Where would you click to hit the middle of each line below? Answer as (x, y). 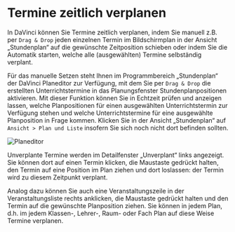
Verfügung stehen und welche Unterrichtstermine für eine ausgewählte (110, 113)
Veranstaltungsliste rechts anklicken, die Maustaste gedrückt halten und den (118, 198)
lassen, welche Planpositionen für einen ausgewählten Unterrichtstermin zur (117, 105)
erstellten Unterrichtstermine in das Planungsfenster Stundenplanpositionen (117, 90)
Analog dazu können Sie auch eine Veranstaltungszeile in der (96, 191)
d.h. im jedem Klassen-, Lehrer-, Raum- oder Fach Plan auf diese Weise (111, 213)
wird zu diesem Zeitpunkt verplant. (58, 177)
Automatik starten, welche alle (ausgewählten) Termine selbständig (105, 55)
